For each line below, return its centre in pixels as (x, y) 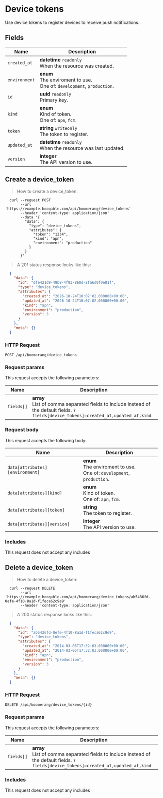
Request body (22, 430)
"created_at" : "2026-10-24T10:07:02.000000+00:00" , (76, 296)
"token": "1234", (51, 234)
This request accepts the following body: (46, 440)
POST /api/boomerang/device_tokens (41, 355)
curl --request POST (30, 200)
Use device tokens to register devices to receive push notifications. (72, 22)
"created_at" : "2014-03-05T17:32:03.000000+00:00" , (76, 646)
